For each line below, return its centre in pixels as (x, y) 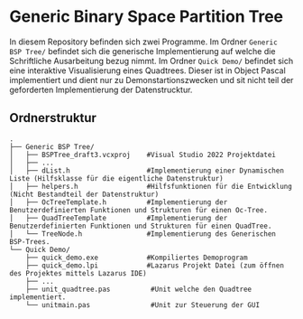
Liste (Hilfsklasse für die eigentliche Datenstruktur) (116, 178)
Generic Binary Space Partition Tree (147, 17)
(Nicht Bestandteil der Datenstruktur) (84, 194)
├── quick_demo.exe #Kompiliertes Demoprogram (137, 258)
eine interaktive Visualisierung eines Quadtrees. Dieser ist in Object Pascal (147, 70)
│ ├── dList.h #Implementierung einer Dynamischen (147, 170)
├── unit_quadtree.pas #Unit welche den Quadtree (139, 289)
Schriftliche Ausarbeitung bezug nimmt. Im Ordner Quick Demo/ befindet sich (151, 61)
